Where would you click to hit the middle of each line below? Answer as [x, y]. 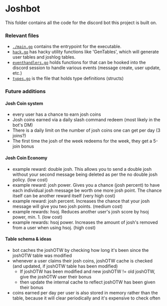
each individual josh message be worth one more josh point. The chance [87, 190]
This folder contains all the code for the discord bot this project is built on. [81, 23]
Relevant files [22, 36]
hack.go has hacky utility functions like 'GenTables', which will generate [85, 52]
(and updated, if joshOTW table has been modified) [65, 266]
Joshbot [23, 9]
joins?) [19, 136]
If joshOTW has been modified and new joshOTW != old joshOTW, [87, 271]
